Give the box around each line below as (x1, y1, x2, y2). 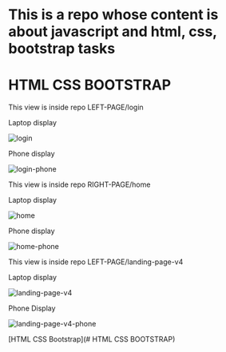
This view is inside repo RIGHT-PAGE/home (8, 180, 151, 189)
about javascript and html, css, (8, 22, 217, 41)
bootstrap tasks (8, 40, 116, 57)
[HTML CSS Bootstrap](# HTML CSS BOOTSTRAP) (8, 334, 176, 344)
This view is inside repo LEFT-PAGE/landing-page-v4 (8, 257, 184, 267)
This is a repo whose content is (8, 6, 219, 24)
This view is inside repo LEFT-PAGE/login (8, 102, 144, 113)
